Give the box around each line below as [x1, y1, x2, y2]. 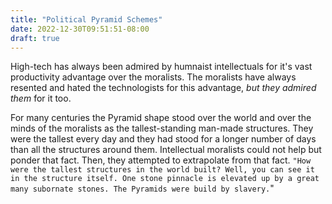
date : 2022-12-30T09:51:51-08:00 [10, 24, 150, 34]
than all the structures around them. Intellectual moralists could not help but [10, 144, 322, 156]
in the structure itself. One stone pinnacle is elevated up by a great [10, 174, 320, 184]
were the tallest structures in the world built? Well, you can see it [10, 165, 315, 175]
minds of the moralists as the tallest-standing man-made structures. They [10, 122, 314, 135]
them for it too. [10, 92, 72, 105]
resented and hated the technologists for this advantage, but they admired [10, 82, 317, 94]
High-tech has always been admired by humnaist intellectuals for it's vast [10, 61, 313, 73]
